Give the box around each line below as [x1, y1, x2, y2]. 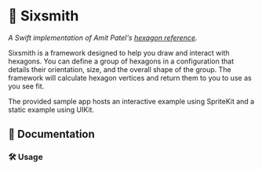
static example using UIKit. [8, 105, 95, 114]
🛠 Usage [8, 152, 43, 163]
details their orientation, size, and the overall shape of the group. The [8, 64, 231, 74]
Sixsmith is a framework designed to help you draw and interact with [8, 48, 230, 57]
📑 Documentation [8, 128, 96, 141]
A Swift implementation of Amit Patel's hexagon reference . [8, 33, 198, 42]
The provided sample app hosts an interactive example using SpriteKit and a [8, 96, 255, 106]
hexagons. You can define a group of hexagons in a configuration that [8, 56, 234, 66]
